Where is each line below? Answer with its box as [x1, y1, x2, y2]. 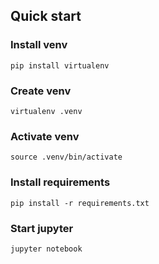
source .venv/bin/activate [10, 152, 123, 163]
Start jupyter [10, 221, 74, 235]
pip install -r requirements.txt [10, 198, 150, 208]
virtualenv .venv [10, 106, 83, 116]
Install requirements [10, 175, 111, 189]
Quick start [10, 8, 82, 25]
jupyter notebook [10, 244, 83, 254]
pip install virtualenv [10, 60, 110, 71]
